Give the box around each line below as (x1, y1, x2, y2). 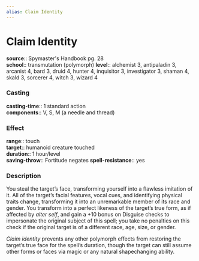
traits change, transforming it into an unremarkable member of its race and (6, 198, 191, 205)
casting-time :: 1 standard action (6, 102, 86, 109)
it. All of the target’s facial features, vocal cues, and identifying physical (6, 192, 183, 199)
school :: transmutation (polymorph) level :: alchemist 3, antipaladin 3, (6, 61, 177, 68)
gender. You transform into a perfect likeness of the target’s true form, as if (6, 204, 191, 212)
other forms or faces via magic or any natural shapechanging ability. (6, 248, 175, 256)
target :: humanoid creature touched (6, 144, 95, 151)
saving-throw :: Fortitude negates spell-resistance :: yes (6, 157, 145, 164)
